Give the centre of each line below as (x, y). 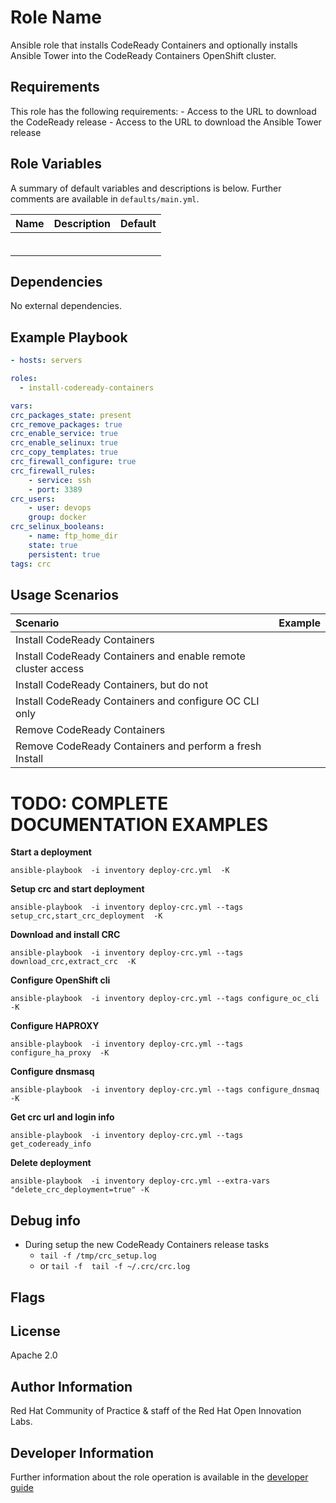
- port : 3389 (55, 489)
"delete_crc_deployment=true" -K (80, 1190)
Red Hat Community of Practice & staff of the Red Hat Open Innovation (156, 1411)
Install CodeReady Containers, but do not (112, 685)
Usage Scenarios (64, 594)
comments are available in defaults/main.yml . (105, 198)
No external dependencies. (66, 306)
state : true (53, 545)
